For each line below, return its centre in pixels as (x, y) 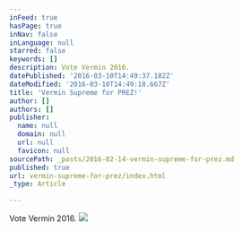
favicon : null (43, 150)
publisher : (30, 117)
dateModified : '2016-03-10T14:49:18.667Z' (90, 84)
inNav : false (34, 34)
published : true (39, 167)
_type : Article (38, 184)
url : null (35, 142)
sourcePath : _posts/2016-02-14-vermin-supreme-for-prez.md (122, 159)
